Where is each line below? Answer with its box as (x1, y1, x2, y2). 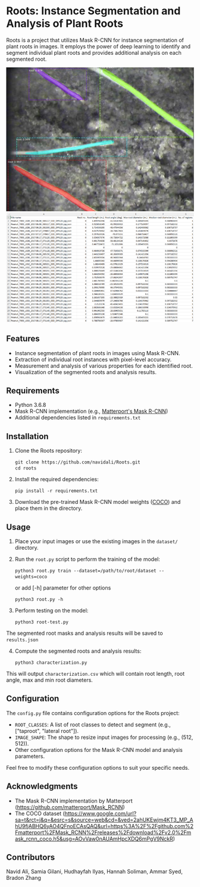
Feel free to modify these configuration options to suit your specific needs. (6, 764, 189, 771)
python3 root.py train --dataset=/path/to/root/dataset (14, 568, 157, 574)
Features (6, 334, 40, 344)
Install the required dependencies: (14, 476, 99, 483)
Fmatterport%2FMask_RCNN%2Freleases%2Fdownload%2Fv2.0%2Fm (14, 829, 192, 836)
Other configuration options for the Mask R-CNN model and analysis (14, 746, 183, 753)
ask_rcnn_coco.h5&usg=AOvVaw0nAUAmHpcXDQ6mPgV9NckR (14, 835, 174, 842)
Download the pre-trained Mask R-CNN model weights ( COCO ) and (14, 499, 181, 506)
